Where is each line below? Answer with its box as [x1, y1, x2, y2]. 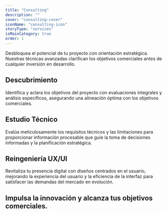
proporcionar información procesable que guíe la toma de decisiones [5, 134, 151, 140]
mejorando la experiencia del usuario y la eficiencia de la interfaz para [5, 174, 153, 180]
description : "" [5, 12, 40, 17]
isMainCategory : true [5, 31, 52, 36]
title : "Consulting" [5, 7, 50, 13]
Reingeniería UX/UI [5, 154, 67, 163]
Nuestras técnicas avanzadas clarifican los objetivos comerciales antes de [5, 55, 162, 61]
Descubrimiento [5, 76, 58, 84]
